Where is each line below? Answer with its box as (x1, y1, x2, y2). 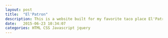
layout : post (5, 7, 32, 12)
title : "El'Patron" (5, 12, 48, 17)
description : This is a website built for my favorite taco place (5, 16, 146, 21)
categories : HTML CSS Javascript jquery (5, 26, 91, 31)
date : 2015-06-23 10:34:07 (5, 21, 66, 26)
